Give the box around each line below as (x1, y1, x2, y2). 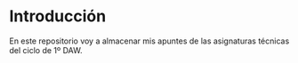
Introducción (9, 6, 107, 27)
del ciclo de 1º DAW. (9, 44, 83, 55)
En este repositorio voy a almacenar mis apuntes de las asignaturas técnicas (9, 35, 290, 46)
